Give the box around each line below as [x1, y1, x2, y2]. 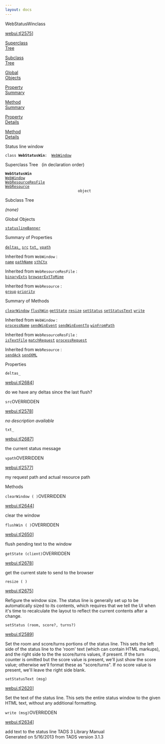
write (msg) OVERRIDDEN [5, 709, 58, 715]
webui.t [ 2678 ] [5, 560, 34, 566]
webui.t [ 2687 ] [5, 436, 34, 442]
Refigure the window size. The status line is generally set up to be [5, 597, 139, 603]
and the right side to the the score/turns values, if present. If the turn [5, 651, 144, 657]
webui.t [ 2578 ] [5, 408, 33, 414]
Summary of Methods [5, 298, 49, 304]
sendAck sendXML [5, 353, 38, 357]
